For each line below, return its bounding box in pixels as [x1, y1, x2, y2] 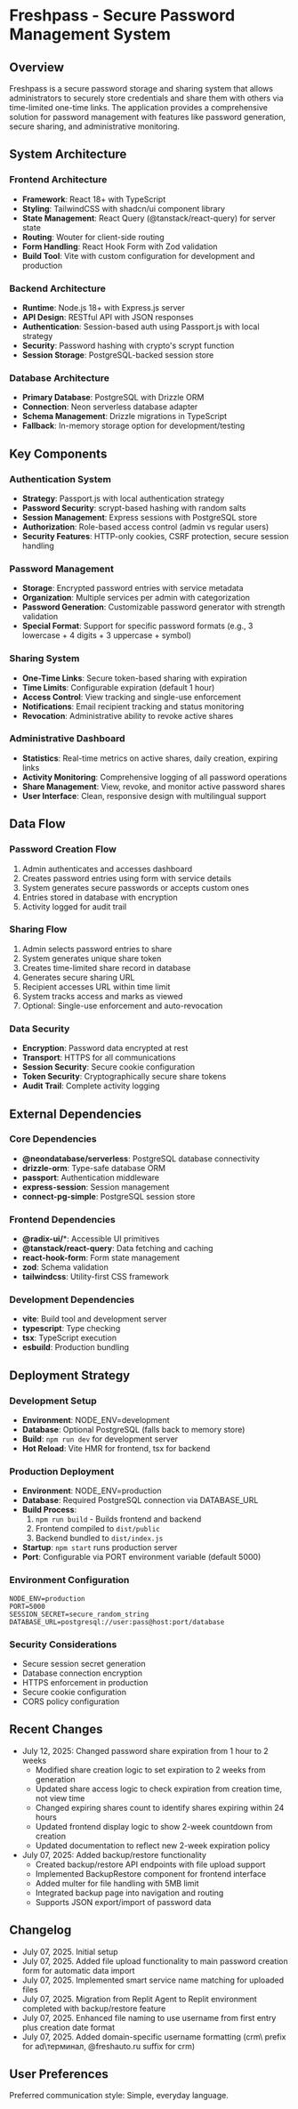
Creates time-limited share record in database [21, 962, 191, 973]
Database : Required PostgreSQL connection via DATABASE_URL [21, 1495, 259, 1506]
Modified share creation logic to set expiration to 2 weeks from [35, 1764, 266, 1775]
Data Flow [9, 816, 66, 832]
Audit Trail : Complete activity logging [21, 1080, 160, 1091]
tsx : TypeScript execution [21, 1332, 117, 1344]
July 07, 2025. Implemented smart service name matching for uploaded [21, 1975, 285, 1985]
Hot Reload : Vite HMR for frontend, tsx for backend [21, 1443, 211, 1454]
